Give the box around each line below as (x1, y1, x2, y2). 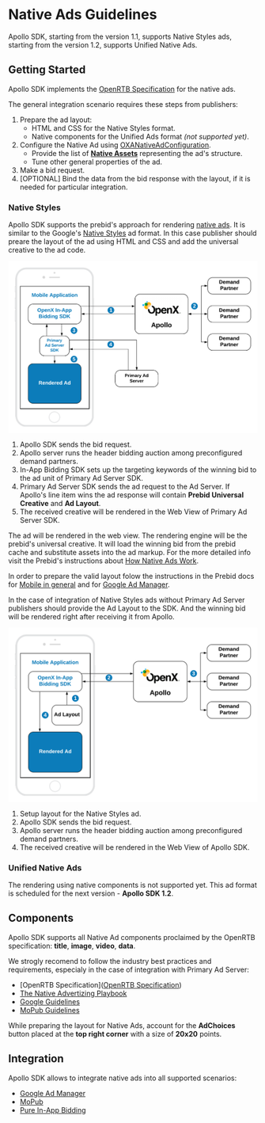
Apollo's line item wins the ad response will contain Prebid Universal (19, 490, 244, 500)
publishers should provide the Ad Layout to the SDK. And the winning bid (8, 603, 246, 613)
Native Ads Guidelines (8, 6, 157, 24)
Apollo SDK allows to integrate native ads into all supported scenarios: (8, 1073, 237, 1083)
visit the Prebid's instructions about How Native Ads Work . (8, 556, 199, 565)
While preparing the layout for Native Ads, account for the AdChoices (8, 1020, 236, 1030)
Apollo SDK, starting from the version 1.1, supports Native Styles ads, (8, 32, 232, 41)
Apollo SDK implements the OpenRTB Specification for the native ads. (8, 84, 236, 93)
